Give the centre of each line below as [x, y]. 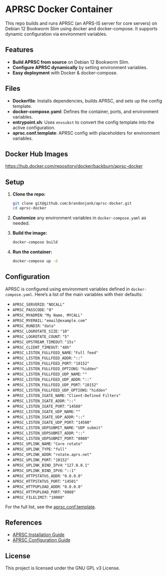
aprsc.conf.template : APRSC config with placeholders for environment [86, 133]
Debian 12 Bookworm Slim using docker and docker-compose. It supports [81, 28]
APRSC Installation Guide [38, 535]
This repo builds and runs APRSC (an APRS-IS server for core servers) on [81, 23]
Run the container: [32, 252]
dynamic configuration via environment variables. [56, 34]
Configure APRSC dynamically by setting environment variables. [80, 67]
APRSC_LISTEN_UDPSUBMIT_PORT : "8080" [51, 438]
